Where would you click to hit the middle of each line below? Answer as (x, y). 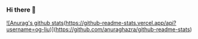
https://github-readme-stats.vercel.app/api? (121, 23)
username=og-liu (28, 29)
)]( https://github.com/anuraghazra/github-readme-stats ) (121, 29)
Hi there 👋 (21, 10)
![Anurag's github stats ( (36, 23)
